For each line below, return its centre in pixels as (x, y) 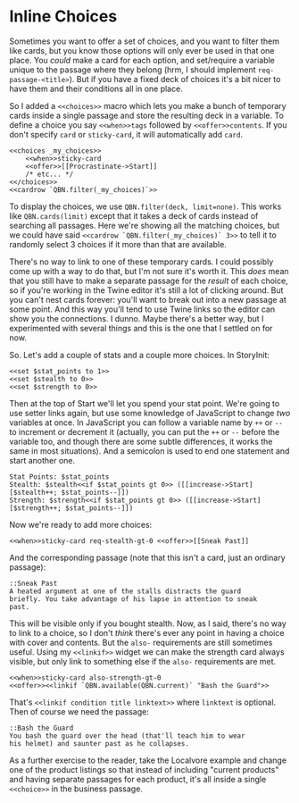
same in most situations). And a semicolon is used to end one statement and (149, 451)
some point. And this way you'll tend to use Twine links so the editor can (142, 309)
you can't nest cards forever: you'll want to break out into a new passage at (148, 299)
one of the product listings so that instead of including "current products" (144, 769)
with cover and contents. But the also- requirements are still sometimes (141, 642)
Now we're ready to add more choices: (81, 524)
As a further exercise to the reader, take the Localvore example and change (148, 760)
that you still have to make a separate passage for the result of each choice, (149, 280)
